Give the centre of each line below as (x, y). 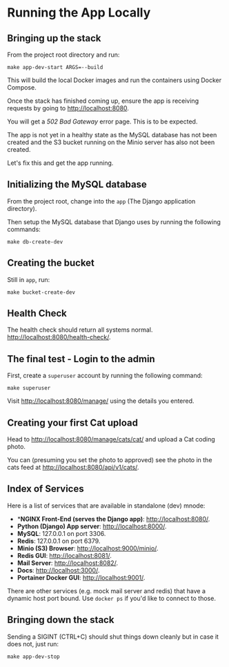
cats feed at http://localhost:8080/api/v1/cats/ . (73, 468)
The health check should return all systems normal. (80, 330)
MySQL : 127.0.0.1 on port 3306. (61, 533)
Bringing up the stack (54, 38)
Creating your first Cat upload (73, 422)
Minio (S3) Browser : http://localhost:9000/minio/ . (88, 548)
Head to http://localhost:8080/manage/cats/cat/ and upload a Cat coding (111, 439)
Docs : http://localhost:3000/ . (58, 570)
